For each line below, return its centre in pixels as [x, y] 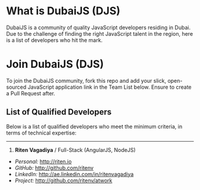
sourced [16, 87]
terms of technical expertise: [41, 133]
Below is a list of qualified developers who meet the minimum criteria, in [94, 126]
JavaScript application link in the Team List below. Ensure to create [110, 87]
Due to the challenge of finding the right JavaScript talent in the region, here [100, 33]
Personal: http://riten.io [43, 161]
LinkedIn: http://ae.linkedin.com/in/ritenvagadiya [74, 174]
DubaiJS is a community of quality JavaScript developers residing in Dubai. [99, 27]
